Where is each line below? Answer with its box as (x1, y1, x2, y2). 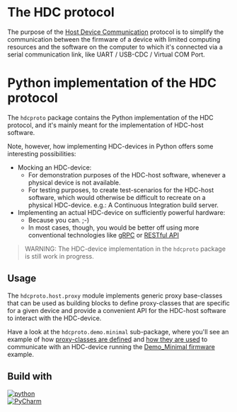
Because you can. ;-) (28, 216, 90, 224)
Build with (7, 370, 52, 382)
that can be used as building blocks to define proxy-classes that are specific (7, 298, 230, 307)
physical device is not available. (28, 178, 122, 187)
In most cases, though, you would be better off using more (28, 223, 200, 232)
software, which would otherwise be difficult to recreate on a (28, 193, 207, 201)
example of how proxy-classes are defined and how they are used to (7, 335, 208, 343)
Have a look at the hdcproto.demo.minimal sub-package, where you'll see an (7, 327, 229, 336)
